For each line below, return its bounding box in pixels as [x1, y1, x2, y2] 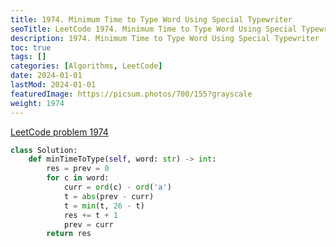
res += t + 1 [63, 210, 118, 220]
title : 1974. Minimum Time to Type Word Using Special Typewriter [10, 14, 293, 25]
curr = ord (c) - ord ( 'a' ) [63, 182, 172, 192]
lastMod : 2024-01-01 [10, 80, 97, 90]
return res [46, 229, 92, 239]
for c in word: [46, 173, 110, 183]
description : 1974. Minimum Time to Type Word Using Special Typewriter [10, 33, 320, 43]
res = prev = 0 [46, 164, 110, 174]
